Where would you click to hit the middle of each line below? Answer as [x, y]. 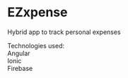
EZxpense [37, 12]
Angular [19, 53]
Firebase [20, 68]
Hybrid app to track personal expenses [64, 32]
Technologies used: [36, 45]
